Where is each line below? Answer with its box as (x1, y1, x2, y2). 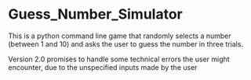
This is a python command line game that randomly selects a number (8, 31, 231, 40)
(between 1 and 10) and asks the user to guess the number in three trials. (8, 39, 244, 48)
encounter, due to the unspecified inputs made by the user (8, 62, 198, 71)
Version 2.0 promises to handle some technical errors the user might (8, 54, 230, 64)
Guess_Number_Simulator (8, 5, 183, 23)
